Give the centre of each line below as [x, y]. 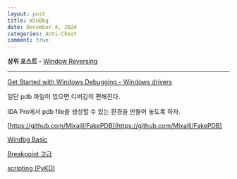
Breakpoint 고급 [30, 154]
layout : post [26, 14]
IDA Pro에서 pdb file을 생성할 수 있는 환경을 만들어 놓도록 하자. [94, 112]
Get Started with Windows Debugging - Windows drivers [90, 82]
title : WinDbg [28, 21]
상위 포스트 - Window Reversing [53, 62]
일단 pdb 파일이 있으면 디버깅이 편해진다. [64, 97]
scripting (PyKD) [31, 168]
